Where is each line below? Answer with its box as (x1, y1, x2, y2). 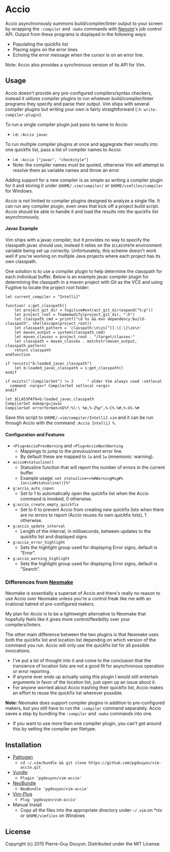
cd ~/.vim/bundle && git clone (20, 760, 87, 766)
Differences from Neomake (5, 579, 74, 586)
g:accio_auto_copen (12, 486, 54, 491)
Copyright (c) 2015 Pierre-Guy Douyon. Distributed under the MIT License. (5, 841, 161, 847)
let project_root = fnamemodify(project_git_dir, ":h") (14, 312, 135, 317)
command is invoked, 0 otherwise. (20, 496, 92, 502)
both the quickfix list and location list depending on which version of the (5, 637, 156, 643)
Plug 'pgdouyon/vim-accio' (20, 797, 78, 803)
